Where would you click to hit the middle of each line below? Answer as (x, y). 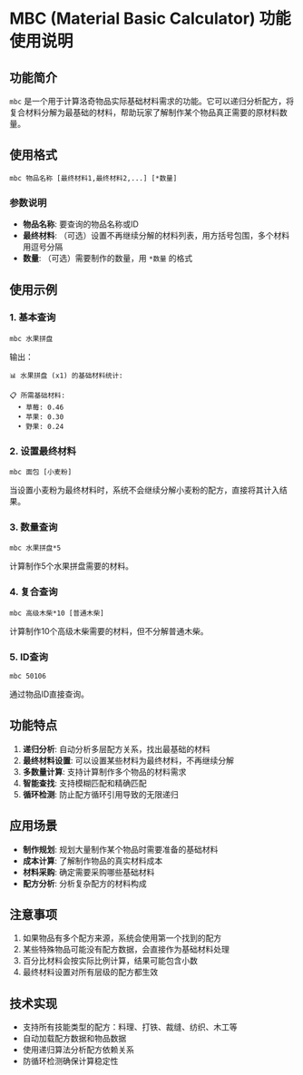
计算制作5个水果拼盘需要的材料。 (72, 566)
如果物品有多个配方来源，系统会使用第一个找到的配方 (122, 938)
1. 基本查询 (33, 318)
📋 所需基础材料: (38, 396)
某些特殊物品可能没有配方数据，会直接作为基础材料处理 (126, 950)
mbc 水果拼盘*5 (35, 548)
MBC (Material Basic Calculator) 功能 (151, 19)
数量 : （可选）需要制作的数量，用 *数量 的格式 (108, 259)
